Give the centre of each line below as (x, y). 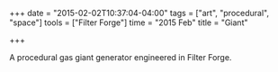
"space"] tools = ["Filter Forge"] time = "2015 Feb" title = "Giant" (129, 22)
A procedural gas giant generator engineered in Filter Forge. (121, 57)
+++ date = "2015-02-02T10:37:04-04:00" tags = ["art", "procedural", (139, 13)
